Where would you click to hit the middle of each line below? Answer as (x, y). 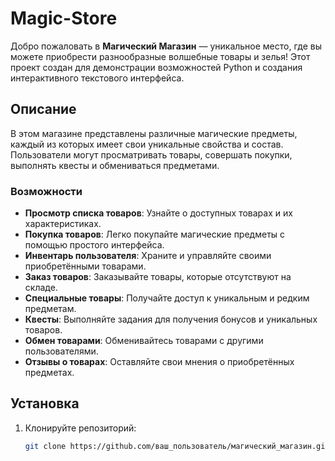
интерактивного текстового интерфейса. (97, 78)
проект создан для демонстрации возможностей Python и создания (156, 67)
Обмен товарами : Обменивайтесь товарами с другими (144, 341)
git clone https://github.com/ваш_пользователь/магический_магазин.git (177, 446)
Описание (43, 109)
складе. (41, 288)
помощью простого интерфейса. (94, 245)
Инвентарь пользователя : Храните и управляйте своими (148, 256)
